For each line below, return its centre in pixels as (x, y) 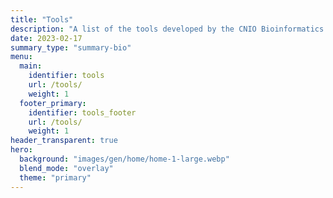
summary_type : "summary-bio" (71, 47)
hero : (21, 150)
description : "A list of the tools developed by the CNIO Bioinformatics (167, 29)
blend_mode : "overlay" (66, 168)
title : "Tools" (42, 19)
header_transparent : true (64, 141)
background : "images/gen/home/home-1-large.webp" (124, 159)
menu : (21, 57)
